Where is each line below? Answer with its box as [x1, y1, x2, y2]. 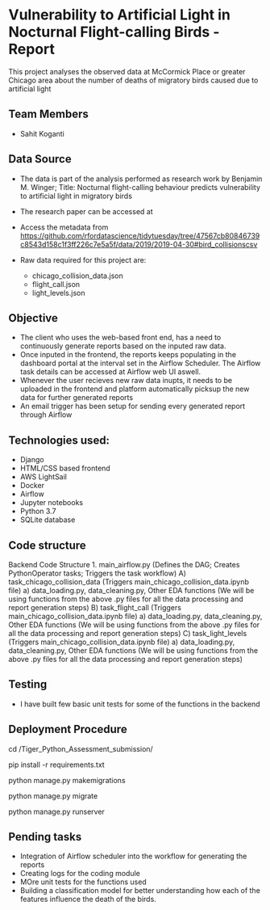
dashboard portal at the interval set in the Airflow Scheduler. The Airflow [19, 358, 261, 369]
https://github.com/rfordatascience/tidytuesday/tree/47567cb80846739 [19, 230, 260, 240]
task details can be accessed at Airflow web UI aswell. [19, 367, 201, 377]
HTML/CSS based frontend [19, 463, 110, 474]
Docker [19, 481, 45, 491]
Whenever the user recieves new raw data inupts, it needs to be [19, 376, 232, 385]
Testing [8, 677, 48, 692]
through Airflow [19, 410, 73, 419]
